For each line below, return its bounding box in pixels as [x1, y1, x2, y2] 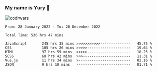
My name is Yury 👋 [5, 4, 50, 11]
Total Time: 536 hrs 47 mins [5, 33, 64, 38]
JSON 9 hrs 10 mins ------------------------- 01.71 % [5, 62, 152, 67]
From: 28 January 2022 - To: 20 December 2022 [5, 24, 100, 29]
